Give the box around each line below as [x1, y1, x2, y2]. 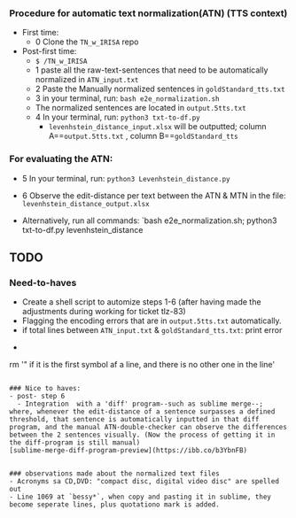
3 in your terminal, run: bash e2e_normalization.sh [35, 93, 220, 104]
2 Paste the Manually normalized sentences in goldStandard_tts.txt [35, 83, 285, 95]
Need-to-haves [9, 276, 77, 289]
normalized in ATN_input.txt [35, 74, 139, 85]
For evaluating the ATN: [9, 153, 113, 166]
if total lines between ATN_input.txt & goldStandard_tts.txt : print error [21, 325, 283, 336]
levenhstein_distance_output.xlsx [21, 199, 150, 208]
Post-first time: [21, 46, 77, 57]
